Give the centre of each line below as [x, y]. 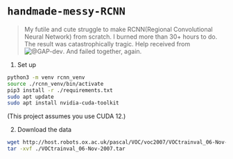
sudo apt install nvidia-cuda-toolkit [63, 103]
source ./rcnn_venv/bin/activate [55, 84]
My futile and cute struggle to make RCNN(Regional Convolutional [118, 29]
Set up [27, 64]
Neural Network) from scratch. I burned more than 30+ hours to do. [121, 37]
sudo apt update [31, 97]
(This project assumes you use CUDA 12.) [67, 116]
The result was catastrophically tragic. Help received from [107, 44]
